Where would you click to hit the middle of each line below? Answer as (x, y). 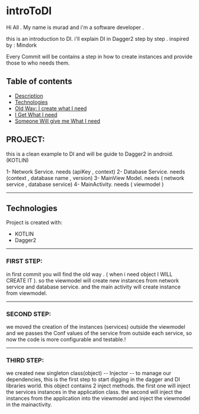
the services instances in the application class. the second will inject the (94, 392)
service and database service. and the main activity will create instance (93, 287)
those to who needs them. (38, 63)
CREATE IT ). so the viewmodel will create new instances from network (93, 280)
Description (29, 95)
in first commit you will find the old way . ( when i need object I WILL (89, 274)
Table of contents (39, 81)
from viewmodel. (27, 293)
